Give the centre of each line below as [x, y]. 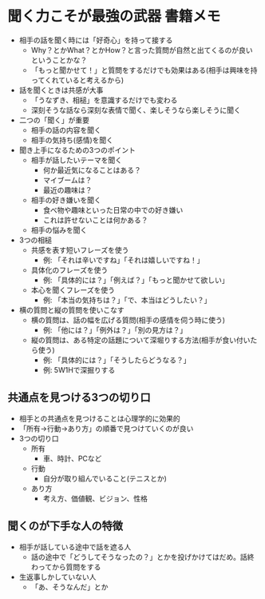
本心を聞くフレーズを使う [73, 290]
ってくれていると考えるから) [77, 80]
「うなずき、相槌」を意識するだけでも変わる [104, 100]
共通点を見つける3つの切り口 [79, 398]
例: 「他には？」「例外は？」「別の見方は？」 [115, 329]
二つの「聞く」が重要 [54, 120]
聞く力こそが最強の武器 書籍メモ [114, 16]
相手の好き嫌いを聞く [66, 200]
